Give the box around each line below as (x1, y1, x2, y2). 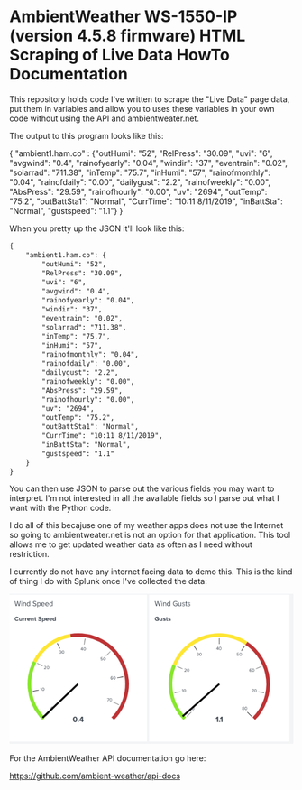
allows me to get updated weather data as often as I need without (9, 539, 252, 550)
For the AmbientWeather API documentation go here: (9, 752, 206, 764)
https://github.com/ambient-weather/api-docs (9, 770, 181, 781)
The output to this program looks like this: (9, 130, 164, 141)
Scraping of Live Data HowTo (9, 45, 230, 65)
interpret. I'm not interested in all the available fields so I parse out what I (9, 492, 279, 503)
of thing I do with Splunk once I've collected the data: (9, 575, 207, 586)
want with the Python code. (9, 502, 112, 513)
